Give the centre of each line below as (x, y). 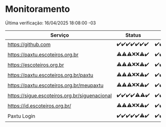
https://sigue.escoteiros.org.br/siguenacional (60, 96)
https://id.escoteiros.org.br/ (40, 106)
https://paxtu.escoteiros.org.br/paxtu (51, 75)
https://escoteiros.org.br (36, 65)
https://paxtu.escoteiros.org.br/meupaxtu (56, 85)
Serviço (60, 35)
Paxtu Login (21, 116)
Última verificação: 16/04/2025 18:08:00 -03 (51, 23)
